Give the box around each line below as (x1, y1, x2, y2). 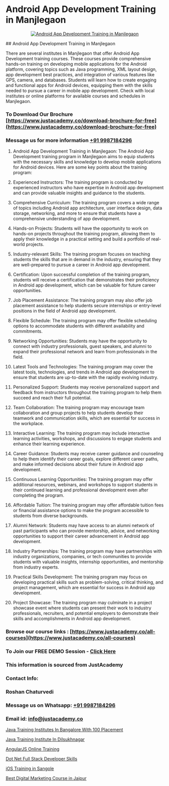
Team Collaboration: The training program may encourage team (13, 405, 145, 411)
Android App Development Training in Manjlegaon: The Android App (13, 148, 154, 154)
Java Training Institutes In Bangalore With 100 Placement (6, 726, 123, 732)
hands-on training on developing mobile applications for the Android (6, 61, 147, 67)
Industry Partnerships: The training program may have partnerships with (13, 548, 162, 554)
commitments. (13, 328, 43, 334)
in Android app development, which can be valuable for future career (13, 282, 156, 288)
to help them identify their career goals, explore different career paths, (13, 456, 159, 462)
